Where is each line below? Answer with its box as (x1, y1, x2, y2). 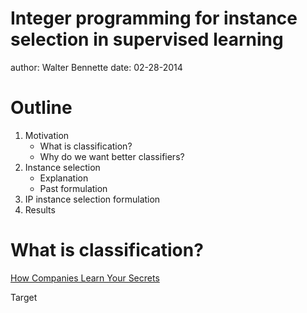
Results (24, 203, 56, 216)
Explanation (39, 172, 89, 184)
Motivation (24, 129, 70, 141)
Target (10, 291, 38, 303)
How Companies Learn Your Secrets (10, 272, 160, 284)
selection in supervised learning (10, 28, 284, 51)
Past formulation (39, 182, 108, 194)
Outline (10, 97, 73, 119)
